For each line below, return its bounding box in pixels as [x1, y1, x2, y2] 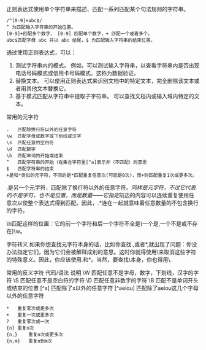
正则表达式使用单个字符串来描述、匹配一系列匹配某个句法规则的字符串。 [6, 6, 189, 12]
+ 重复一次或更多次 [6, 312, 54, 318]
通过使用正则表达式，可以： [6, 49, 77, 56]
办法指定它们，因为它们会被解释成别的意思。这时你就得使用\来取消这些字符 [6, 248, 197, 255]
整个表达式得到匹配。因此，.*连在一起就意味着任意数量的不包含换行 [27, 199, 199, 206]
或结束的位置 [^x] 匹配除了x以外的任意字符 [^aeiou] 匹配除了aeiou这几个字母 [6, 284, 199, 292]
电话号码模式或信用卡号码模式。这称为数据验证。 [15, 69, 139, 77]
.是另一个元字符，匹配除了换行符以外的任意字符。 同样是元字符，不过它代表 [6, 184, 196, 191]
